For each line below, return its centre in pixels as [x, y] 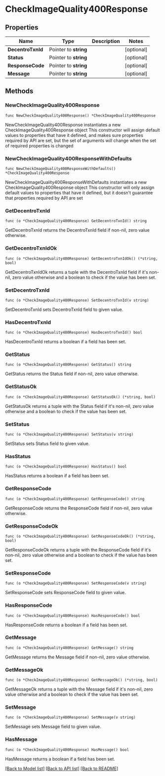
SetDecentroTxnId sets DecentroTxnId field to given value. [64, 309]
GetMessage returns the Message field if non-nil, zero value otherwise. [78, 657]
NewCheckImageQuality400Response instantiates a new [63, 125]
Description [106, 41]
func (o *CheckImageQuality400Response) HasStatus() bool [66, 467]
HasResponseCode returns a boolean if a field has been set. [66, 625]
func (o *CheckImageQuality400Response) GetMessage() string [69, 648]
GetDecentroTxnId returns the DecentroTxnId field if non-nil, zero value [77, 230]
